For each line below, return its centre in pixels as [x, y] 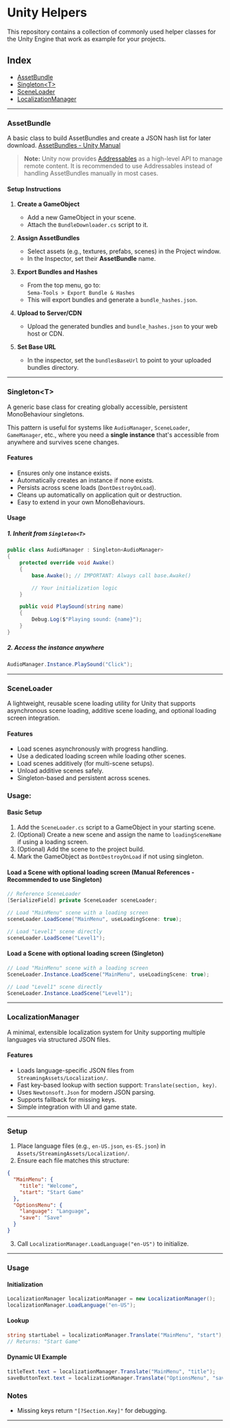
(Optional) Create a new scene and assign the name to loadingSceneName [119, 834]
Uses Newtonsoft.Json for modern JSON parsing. [86, 1092]
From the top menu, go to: [64, 285]
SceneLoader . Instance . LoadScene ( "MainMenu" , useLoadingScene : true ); [108, 974]
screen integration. [34, 718]
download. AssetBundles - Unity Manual [64, 145]
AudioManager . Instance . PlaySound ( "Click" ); [70, 664]
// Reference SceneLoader [44, 894]
